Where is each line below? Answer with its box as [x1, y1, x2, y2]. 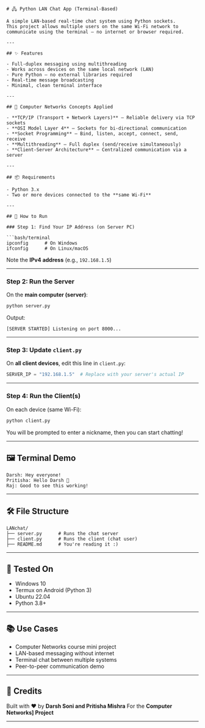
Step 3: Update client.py [6, 346, 82, 355]
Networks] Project [6, 708, 54, 716]
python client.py [6, 418, 51, 424]
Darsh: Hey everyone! [6, 472, 62, 478]
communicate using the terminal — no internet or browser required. [6, 29, 184, 35]
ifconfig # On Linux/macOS [6, 246, 88, 252]
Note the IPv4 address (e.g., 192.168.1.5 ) [6, 257, 112, 263]
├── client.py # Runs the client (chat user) [6, 536, 138, 542]
